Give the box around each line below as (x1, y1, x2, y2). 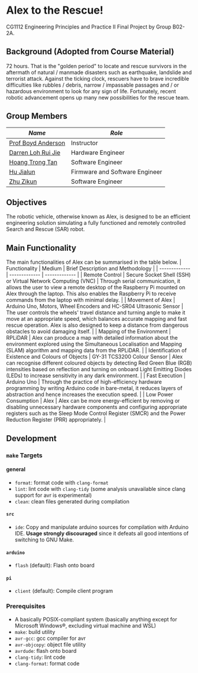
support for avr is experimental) (14, 492, 92, 499)
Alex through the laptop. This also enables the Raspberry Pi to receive (6, 290, 176, 297)
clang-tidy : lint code (14, 653, 66, 661)
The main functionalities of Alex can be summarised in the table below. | (6, 259, 181, 266)
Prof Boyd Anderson (9, 139, 66, 147)
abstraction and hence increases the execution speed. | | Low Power (6, 391, 173, 398)
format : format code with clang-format (14, 479, 109, 486)
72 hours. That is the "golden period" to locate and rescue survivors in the (6, 62, 187, 69)
